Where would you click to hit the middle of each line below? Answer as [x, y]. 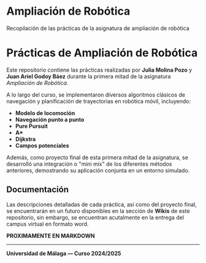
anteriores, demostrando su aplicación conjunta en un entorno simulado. [98, 170]
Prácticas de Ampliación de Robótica [102, 53]
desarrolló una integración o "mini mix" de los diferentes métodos [89, 164]
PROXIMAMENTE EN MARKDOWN [51, 235]
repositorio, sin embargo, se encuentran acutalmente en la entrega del [95, 217]
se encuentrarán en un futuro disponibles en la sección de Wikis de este [98, 211]
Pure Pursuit [31, 126]
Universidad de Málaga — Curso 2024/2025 [64, 253]
